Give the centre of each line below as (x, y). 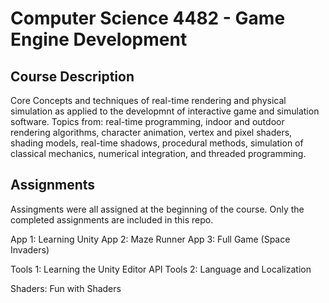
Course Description (72, 76)
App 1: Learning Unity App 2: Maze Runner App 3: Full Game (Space (150, 239)
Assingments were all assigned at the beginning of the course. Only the (157, 209)
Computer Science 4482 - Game (148, 18)
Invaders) (30, 249)
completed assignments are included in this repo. (112, 219)
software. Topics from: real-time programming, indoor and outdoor (147, 121)
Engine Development (99, 39)
